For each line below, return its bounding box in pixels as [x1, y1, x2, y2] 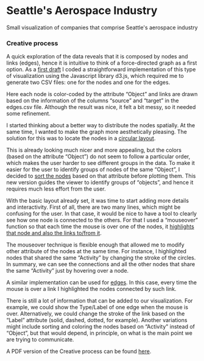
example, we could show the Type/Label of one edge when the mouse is [6, 304, 189, 311]
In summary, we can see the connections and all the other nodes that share [6, 261, 195, 268]
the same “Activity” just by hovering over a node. [6, 267, 129, 275]
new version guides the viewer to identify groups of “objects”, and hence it [6, 179, 194, 186]
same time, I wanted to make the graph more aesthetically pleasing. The [6, 128, 188, 136]
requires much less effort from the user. [6, 185, 106, 192]
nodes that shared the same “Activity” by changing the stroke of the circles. [6, 254, 196, 262]
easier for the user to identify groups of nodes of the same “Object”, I [6, 166, 180, 173]
